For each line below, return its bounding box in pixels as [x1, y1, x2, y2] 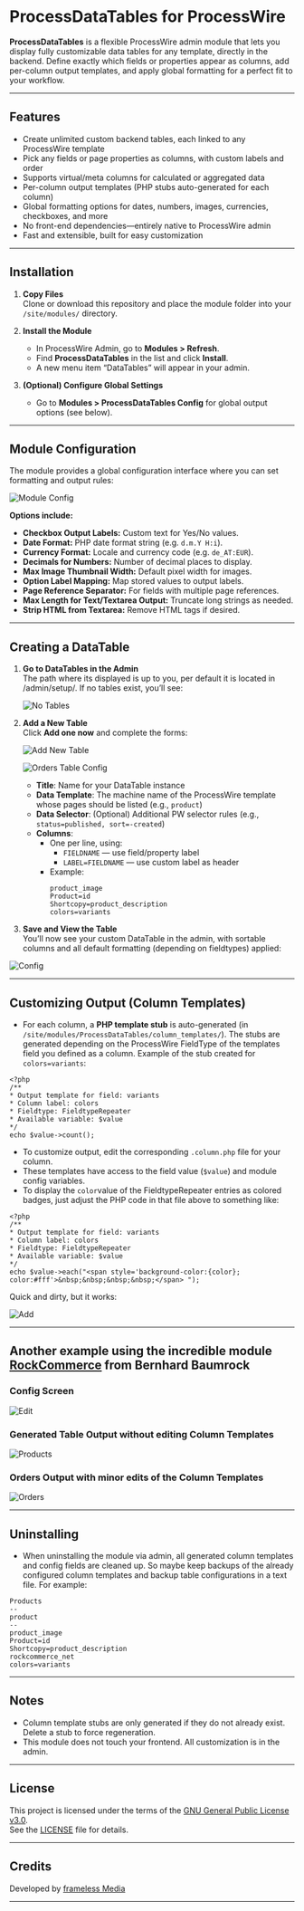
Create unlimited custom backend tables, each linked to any [22, 133, 246, 144]
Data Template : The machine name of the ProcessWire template [35, 789, 276, 800]
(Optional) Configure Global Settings [22, 379, 164, 390]
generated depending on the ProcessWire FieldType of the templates [22, 1038, 280, 1049]
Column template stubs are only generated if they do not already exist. [22, 1717, 286, 1728]
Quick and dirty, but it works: [9, 1292, 118, 1302]
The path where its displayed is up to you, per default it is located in [22, 673, 276, 684]
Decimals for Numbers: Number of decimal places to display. [22, 557, 252, 568]
